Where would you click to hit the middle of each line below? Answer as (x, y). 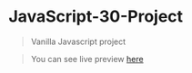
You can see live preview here (87, 59)
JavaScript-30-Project (96, 17)
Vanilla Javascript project (78, 41)
